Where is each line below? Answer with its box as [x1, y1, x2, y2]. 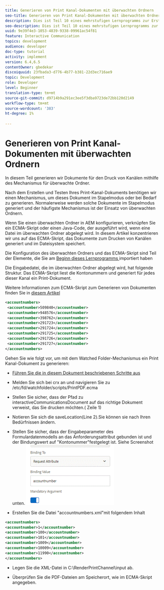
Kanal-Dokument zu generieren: [5, 360, 70, 366]
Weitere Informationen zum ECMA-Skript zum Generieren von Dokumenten [5, 284, 156, 291]
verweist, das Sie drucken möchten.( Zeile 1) [12, 404, 102, 410]
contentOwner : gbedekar [5, 65, 54, 69]
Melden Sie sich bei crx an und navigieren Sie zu [12, 379, 110, 385]
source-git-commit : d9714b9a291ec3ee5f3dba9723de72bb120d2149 [5, 95, 134, 100]
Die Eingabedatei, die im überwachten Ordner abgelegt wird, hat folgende [5, 265, 153, 271]
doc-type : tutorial [5, 49, 45, 54]
